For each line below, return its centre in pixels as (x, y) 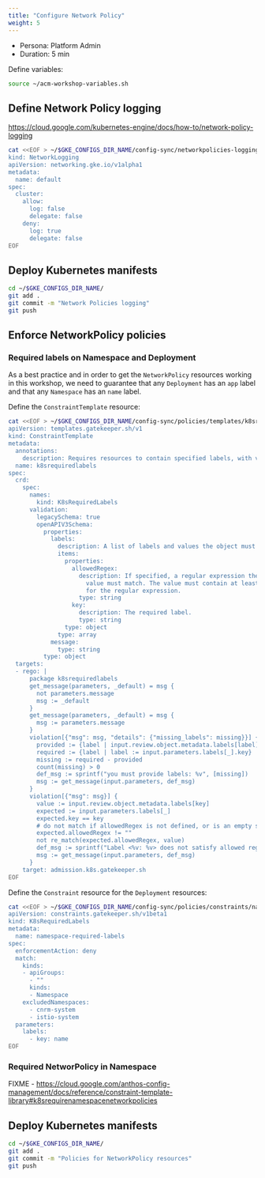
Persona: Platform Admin (60, 45)
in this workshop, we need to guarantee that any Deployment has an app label (132, 383)
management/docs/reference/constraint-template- (91, 1093)
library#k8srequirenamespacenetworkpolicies (83, 1101)
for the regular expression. (133, 591)
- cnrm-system (52, 1010)
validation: (49, 510)
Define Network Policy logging (85, 108)
